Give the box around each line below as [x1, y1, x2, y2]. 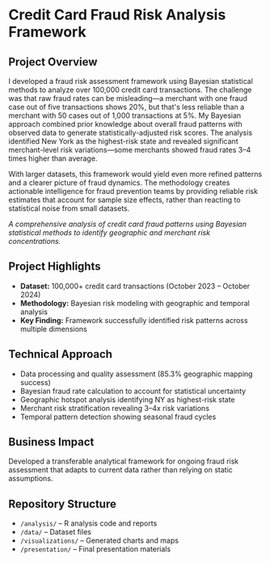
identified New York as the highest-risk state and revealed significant [8, 136, 238, 146]
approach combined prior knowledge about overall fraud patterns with [8, 120, 243, 128]
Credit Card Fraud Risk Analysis [8, 6, 226, 24]
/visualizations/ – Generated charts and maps [19, 535, 179, 546]
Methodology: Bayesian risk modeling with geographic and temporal [19, 298, 251, 308]
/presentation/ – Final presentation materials [19, 544, 171, 554]
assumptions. [8, 474, 53, 484]
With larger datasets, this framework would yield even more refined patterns [8, 170, 263, 178]
